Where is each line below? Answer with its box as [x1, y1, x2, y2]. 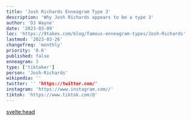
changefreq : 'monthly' [6, 42, 63, 48]
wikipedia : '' [6, 75, 42, 81]
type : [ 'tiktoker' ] [6, 64, 55, 70]
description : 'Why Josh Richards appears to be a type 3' [6, 14, 154, 20]
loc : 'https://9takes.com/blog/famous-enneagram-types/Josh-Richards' [6, 31, 186, 37]
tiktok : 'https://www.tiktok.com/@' [6, 92, 98, 98]
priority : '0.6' [6, 48, 47, 54]
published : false [6, 53, 50, 59]
